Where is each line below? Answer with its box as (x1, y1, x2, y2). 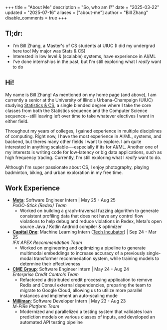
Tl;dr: (5, 29, 23, 38)
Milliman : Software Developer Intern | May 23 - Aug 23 (12, 298, 126, 304)
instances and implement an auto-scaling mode (19, 292, 118, 299)
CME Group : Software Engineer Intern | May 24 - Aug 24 (12, 266, 130, 272)
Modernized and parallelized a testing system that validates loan (19, 308, 153, 314)
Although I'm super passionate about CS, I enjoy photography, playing (5, 164, 149, 170)
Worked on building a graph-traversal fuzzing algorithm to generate (19, 207, 159, 214)
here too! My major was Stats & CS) (12, 47, 86, 54)
